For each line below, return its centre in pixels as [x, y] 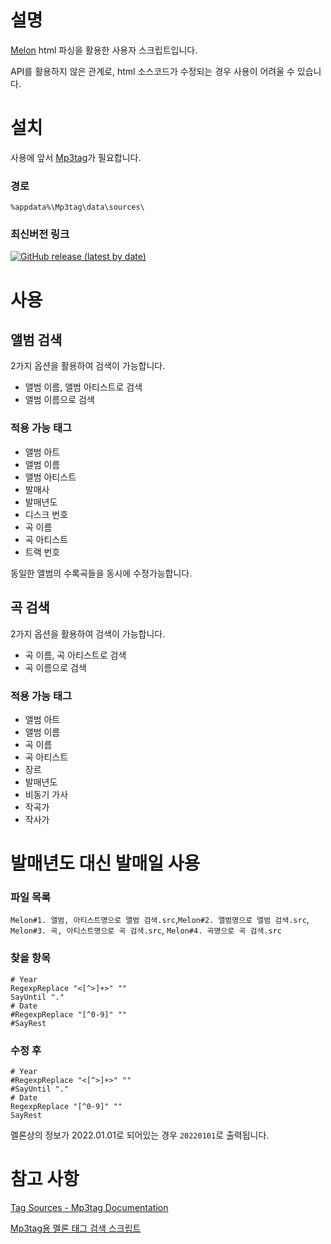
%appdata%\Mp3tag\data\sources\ [77, 207]
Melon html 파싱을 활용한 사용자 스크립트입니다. [104, 50]
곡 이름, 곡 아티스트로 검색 [75, 655]
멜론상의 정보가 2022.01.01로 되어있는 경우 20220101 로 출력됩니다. [140, 1135]
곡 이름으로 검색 [55, 667]
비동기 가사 [46, 794]
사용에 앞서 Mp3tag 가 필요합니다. [76, 157]
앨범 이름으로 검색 [59, 400]
